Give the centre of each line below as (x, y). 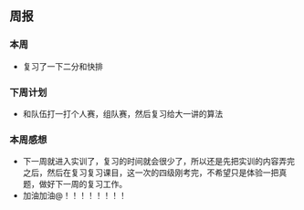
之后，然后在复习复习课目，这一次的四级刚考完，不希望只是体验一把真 (155, 173)
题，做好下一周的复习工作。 (75, 184)
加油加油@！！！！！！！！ (75, 195)
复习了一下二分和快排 (63, 66)
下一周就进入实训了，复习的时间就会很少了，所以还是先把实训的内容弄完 (158, 162)
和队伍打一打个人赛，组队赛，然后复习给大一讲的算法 (123, 113)
